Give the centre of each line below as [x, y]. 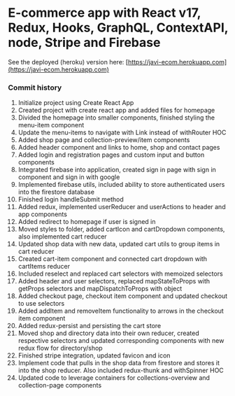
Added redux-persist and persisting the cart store [90, 326]
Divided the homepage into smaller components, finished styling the [116, 118]
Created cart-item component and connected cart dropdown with [113, 259]
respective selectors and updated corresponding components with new [121, 341]
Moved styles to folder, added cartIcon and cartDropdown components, [121, 229]
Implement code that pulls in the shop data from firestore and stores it [119, 363]
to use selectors [41, 304]
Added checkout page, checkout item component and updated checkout [123, 296]
